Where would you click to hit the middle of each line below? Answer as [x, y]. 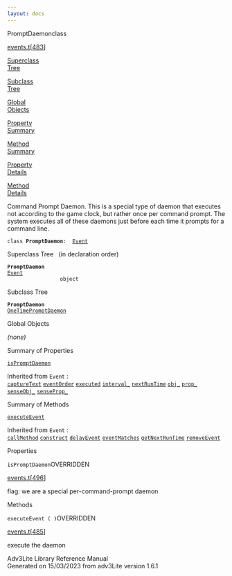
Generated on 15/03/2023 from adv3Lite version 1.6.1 [83, 566]
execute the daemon [36, 545]
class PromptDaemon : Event [48, 241]
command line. [28, 228]
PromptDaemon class [37, 33]
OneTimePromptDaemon [37, 311]
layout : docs [26, 14]
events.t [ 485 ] [27, 532]
